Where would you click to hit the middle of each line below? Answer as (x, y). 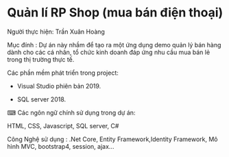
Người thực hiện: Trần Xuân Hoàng (56, 32)
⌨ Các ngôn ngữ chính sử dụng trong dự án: (71, 112)
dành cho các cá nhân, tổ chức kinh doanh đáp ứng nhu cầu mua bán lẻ (109, 52)
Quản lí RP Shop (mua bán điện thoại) (115, 13)
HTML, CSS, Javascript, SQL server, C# (63, 125)
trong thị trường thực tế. (41, 59)
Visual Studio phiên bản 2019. (59, 86)
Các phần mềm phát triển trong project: (63, 73)
